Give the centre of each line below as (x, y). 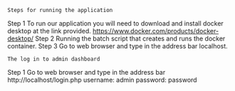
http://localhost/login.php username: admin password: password (102, 80)
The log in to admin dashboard (54, 59)
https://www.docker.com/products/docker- (156, 31)
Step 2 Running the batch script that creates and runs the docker (130, 38)
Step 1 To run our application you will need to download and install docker (116, 23)
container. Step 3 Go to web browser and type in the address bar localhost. (117, 46)
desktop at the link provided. (49, 31)
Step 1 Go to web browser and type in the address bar (87, 72)
